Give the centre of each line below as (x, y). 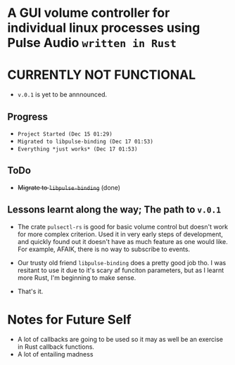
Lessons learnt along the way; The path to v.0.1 (114, 210)
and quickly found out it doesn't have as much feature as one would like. (123, 241)
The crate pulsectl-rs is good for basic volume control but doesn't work (123, 226)
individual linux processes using (104, 28)
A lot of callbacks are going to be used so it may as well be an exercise (120, 339)
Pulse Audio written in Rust (92, 43)
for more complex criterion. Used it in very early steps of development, (120, 234)
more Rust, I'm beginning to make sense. (77, 277)
